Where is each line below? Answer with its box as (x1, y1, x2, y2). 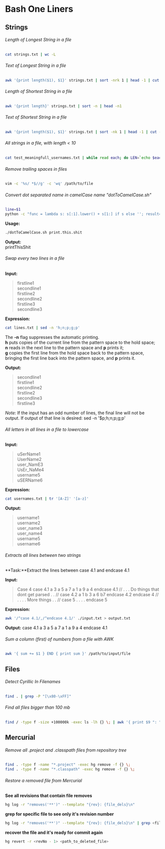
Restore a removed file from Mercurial (5, 777, 82, 783)
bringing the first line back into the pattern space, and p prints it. (5, 355, 136, 361)
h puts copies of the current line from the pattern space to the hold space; (5, 339, 156, 345)
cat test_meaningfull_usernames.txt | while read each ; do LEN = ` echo (5, 155, 151, 160)
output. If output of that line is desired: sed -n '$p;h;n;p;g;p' (5, 415, 126, 421)
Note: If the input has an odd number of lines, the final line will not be (5, 410, 145, 416)
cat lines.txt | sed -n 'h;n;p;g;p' (5, 326, 80, 331)
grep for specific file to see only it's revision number (5, 811, 114, 817)
